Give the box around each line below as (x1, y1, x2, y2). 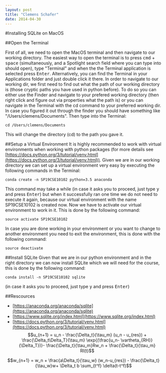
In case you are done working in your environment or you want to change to (5, 225, 161, 232)
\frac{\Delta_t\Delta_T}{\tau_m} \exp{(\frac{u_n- (21, 337, 120, 343)
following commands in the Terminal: (5, 168, 81, 174)
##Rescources (5, 293, 35, 299)
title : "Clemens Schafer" (5, 12, 59, 17)
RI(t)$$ (80, 348, 94, 354)
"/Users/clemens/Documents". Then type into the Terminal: (5, 113, 127, 119)
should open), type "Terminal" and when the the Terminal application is (5, 65, 151, 71)
